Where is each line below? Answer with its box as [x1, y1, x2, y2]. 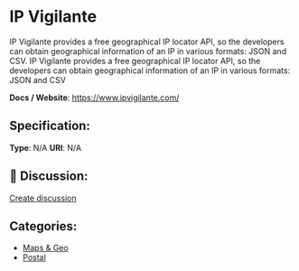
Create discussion [9, 192, 77, 203]
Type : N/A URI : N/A [9, 142, 82, 153]
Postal [22, 252, 47, 263]
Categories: [9, 219, 78, 234]
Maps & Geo [22, 242, 70, 254]
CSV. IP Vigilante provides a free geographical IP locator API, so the [9, 55, 261, 66]
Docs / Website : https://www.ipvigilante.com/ [9, 92, 180, 103]
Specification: [9, 118, 90, 134]
